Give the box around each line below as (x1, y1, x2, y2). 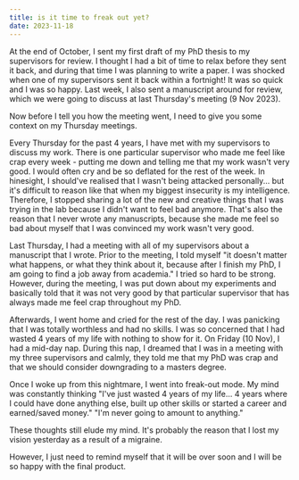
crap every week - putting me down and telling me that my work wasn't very (9, 156, 290, 167)
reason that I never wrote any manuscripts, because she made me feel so (9, 213, 279, 224)
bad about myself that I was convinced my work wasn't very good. (9, 222, 254, 233)
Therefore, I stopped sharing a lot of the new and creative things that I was (9, 194, 284, 205)
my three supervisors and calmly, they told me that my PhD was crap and (9, 352, 278, 362)
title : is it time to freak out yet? (9, 12, 150, 22)
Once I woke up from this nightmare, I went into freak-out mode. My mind (9, 378, 279, 389)
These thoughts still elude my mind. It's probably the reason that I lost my (9, 425, 279, 435)
